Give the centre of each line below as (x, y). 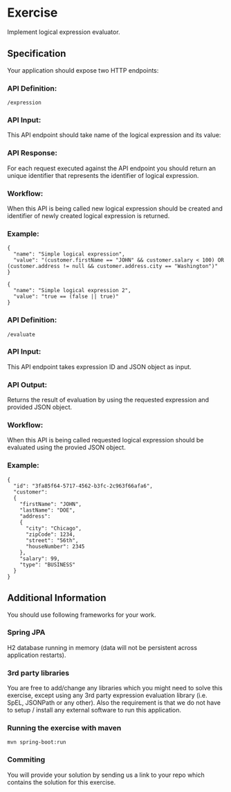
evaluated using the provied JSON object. (66, 447)
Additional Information (57, 598)
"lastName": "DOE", (48, 510)
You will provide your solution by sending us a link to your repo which (106, 775)
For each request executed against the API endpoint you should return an (112, 168)
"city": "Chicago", (53, 528)
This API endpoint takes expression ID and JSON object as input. (99, 367)
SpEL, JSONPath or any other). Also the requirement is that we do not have (114, 703)
